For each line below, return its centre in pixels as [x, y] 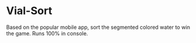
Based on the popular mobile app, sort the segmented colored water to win [98, 27]
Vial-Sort [29, 11]
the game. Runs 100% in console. [47, 33]
